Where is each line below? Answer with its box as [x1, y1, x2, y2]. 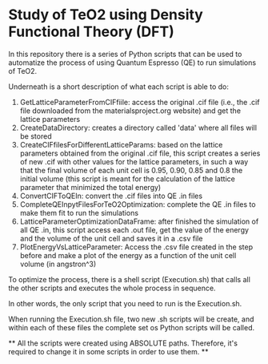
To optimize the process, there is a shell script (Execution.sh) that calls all [8, 274, 250, 284]
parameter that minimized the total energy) [19, 182, 162, 192]
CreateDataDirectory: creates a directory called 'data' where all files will [19, 123, 258, 132]
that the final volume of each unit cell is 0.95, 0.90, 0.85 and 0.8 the [19, 165, 243, 175]
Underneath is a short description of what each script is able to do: [8, 82, 230, 91]
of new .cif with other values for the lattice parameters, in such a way [19, 156, 249, 166]
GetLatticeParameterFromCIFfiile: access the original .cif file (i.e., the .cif [19, 97, 260, 107]
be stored [19, 131, 52, 141]
